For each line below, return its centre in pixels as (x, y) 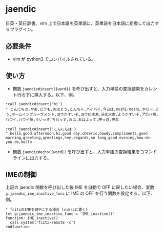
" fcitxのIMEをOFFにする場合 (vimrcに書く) (47, 210)
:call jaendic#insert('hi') (34, 104)
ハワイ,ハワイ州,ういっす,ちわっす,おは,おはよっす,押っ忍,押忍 (62, 119)
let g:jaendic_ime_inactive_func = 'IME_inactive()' (60, 214)
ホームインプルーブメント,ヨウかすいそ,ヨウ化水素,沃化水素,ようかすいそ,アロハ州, (85, 114)
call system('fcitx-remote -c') (43, 223)
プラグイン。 (22, 29)
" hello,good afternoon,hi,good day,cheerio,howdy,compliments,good (77, 133)
